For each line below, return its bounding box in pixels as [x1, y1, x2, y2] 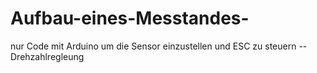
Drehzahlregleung [10, 50, 85, 62]
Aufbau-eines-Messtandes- [10, 7, 250, 30]
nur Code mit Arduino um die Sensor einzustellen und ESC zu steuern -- [10, 40, 308, 52]
